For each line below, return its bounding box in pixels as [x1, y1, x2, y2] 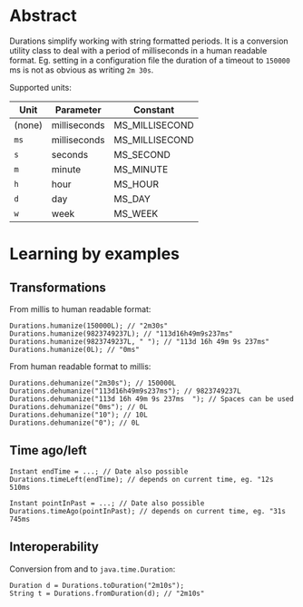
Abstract [9, 5, 77, 26]
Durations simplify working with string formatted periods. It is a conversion [9, 35, 288, 46]
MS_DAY [113, 192, 151, 205]
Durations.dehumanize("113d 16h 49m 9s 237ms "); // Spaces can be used [9, 394, 295, 404]
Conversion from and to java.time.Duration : [9, 563, 176, 574]
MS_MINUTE [113, 162, 169, 175]
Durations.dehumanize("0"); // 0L [9, 418, 141, 427]
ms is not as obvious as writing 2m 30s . [9, 64, 154, 75]
